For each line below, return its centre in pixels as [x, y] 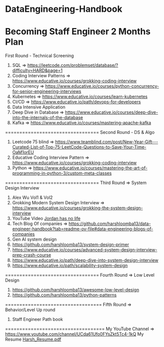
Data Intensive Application [39, 107]
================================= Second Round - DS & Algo [80, 132]
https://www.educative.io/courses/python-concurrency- [102, 86]
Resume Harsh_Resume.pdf [33, 339]
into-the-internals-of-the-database [48, 118]
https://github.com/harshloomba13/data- [110, 224]
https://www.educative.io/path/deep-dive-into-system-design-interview [85, 260]
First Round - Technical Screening [40, 56]
